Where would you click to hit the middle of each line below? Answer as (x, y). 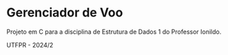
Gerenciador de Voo (65, 13)
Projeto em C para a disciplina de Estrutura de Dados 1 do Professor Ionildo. (114, 32)
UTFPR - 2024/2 (30, 45)
